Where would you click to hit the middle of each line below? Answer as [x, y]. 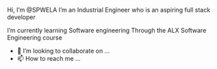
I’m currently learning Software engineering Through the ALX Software [107, 30]
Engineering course [35, 38]
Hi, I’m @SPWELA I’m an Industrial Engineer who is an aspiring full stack [109, 10]
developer [22, 17]
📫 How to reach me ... [49, 58]
